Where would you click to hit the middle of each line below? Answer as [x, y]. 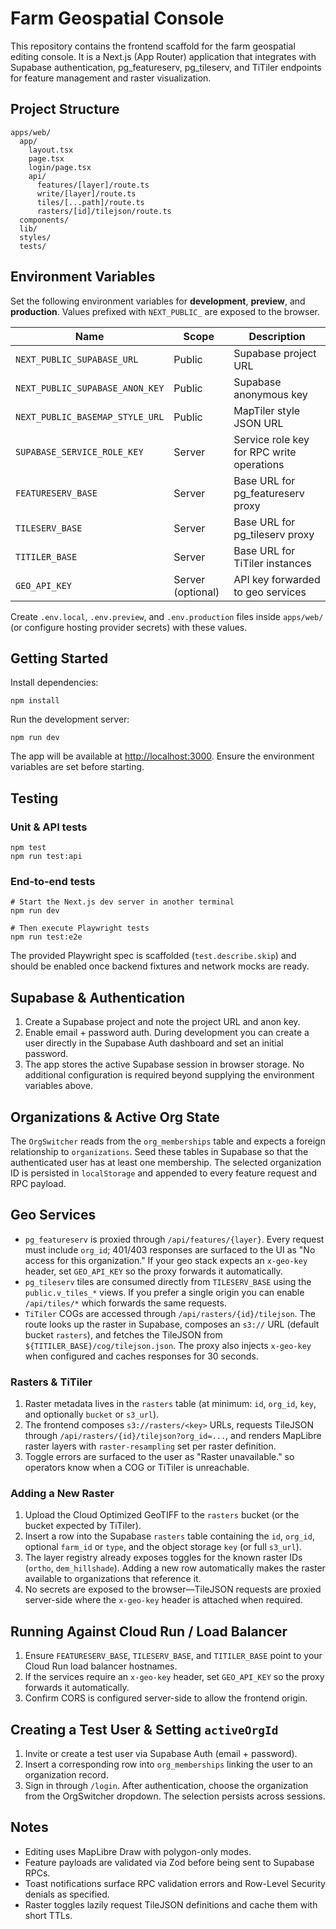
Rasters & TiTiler [51, 1382]
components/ [44, 220]
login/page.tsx [60, 167]
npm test [28, 848]
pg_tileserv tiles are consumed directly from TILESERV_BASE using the [168, 1281]
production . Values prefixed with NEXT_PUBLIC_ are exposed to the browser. [165, 311]
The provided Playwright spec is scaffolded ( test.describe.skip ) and [153, 956]
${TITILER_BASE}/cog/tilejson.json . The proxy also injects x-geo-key [168, 1345]
